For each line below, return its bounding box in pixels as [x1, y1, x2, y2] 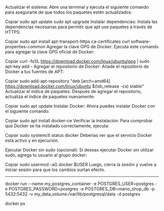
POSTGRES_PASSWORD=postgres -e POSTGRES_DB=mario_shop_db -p [9, 186, 155, 192]
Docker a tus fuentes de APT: [5, 69, 64, 75]
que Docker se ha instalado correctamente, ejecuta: [5, 123, 109, 129]
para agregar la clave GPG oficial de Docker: [5, 49, 95, 55]
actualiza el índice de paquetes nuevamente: [5, 94, 95, 99]
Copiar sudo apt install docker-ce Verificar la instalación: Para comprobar [5, 118, 153, 123]
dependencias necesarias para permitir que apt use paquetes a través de [5, 24, 153, 30]
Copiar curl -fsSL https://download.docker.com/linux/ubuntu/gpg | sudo [5, 58, 150, 64]
